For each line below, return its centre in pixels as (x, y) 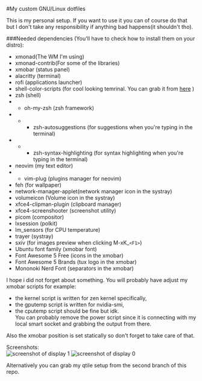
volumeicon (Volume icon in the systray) (65, 198)
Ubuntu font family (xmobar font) (56, 249)
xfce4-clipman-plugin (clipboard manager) (68, 204)
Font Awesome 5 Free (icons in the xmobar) (69, 255)
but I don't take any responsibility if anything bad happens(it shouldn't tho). (100, 27)
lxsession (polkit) (36, 223)
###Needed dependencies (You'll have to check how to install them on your (101, 38)
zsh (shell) (28, 95)
